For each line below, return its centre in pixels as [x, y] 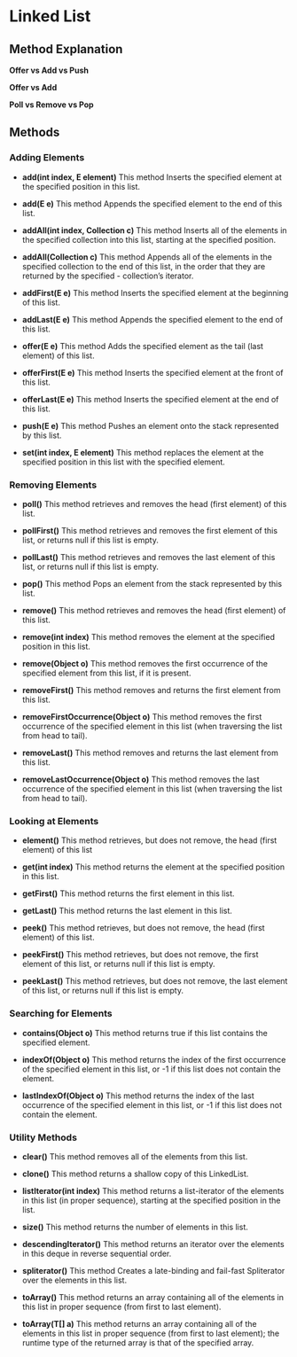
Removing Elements [53, 485]
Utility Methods [43, 1137]
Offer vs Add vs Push [49, 70]
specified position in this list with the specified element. [124, 462]
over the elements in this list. [74, 1280]
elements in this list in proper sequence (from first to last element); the [151, 1333]
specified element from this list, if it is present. [106, 673]
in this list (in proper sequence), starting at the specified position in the [151, 1200]
